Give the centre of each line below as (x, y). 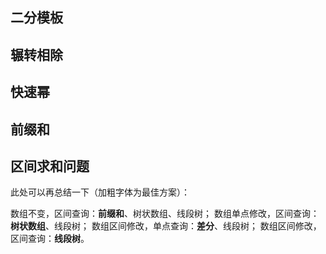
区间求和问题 (50, 166)
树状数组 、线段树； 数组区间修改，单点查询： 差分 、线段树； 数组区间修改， (166, 226)
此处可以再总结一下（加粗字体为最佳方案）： (100, 192)
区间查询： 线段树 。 (50, 239)
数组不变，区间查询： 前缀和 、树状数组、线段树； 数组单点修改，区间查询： (165, 214)
